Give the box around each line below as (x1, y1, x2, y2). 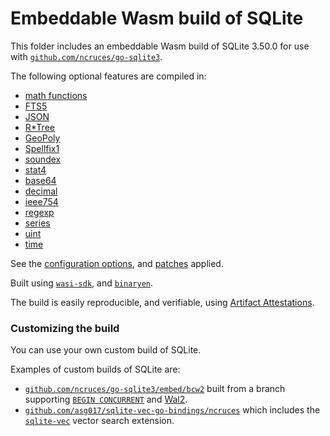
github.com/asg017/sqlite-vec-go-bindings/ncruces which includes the (24, 404, 321, 416)
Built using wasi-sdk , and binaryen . (10, 277, 154, 289)
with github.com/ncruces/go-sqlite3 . (10, 50, 163, 62)
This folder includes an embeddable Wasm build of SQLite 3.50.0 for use (10, 40, 310, 52)
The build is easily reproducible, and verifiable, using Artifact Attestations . (10, 296, 315, 308)
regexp (24, 206, 55, 218)
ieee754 (24, 195, 59, 207)
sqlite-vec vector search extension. (24, 415, 175, 427)
